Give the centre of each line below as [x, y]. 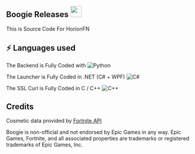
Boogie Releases [38, 14]
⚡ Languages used [41, 48]
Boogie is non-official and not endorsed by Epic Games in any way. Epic [94, 132]
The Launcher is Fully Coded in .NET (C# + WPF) [66, 77]
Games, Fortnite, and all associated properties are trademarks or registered [98, 139]
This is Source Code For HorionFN [48, 29]
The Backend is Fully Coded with [46, 65]
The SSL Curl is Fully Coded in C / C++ [53, 88]
